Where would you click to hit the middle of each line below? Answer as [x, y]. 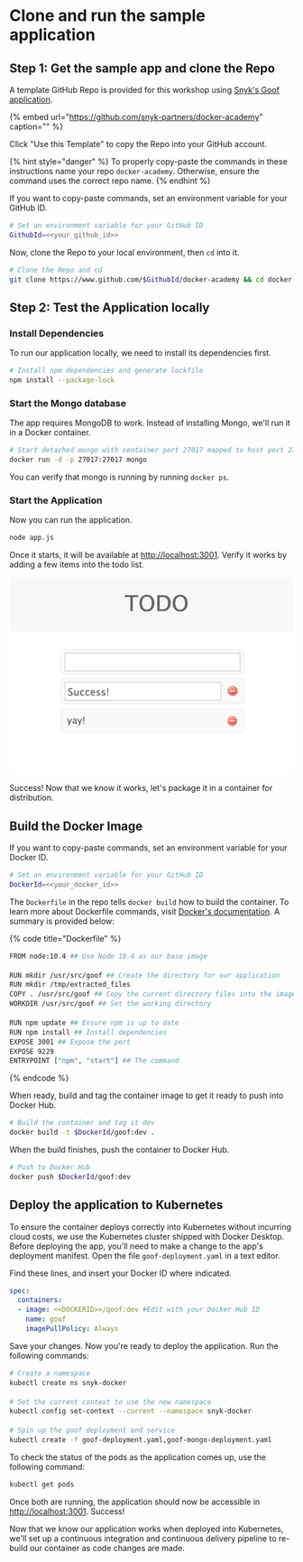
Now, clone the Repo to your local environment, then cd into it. [124, 252]
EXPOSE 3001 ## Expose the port [70, 1042]
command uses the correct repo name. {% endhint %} [110, 181]
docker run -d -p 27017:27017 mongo [78, 460]
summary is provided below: [62, 921]
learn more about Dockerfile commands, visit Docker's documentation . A [145, 911]
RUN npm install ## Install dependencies [88, 1032]
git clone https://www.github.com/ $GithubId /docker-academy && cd [137, 279]
